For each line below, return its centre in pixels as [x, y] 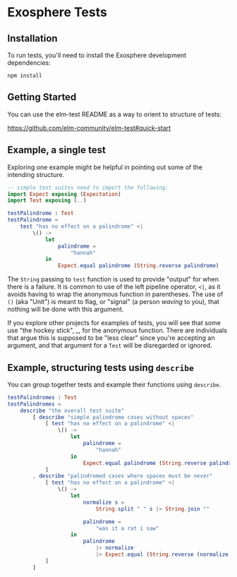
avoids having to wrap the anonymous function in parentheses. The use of [115, 294]
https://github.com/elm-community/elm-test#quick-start [89, 128]
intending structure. [36, 174]
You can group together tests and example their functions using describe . [114, 384]
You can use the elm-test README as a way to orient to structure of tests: [115, 114]
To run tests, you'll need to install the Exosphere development [97, 55]
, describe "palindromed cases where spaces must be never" [123, 476]
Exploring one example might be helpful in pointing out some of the [105, 167]
